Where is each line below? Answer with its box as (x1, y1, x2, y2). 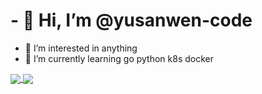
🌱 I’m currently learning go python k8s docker (24, 52, 215, 64)
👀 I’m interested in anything (24, 42, 138, 54)
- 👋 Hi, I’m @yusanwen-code (10, 9, 253, 32)
